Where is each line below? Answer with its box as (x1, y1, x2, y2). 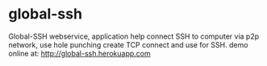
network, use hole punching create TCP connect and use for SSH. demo (8, 39, 248, 49)
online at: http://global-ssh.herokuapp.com (8, 48, 151, 58)
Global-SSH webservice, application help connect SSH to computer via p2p (8, 31, 260, 41)
